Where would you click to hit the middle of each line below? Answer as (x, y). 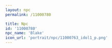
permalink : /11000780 (28, 15)
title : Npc (17, 24)
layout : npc (18, 10)
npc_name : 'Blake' (25, 33)
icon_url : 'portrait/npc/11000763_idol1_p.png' (57, 38)
